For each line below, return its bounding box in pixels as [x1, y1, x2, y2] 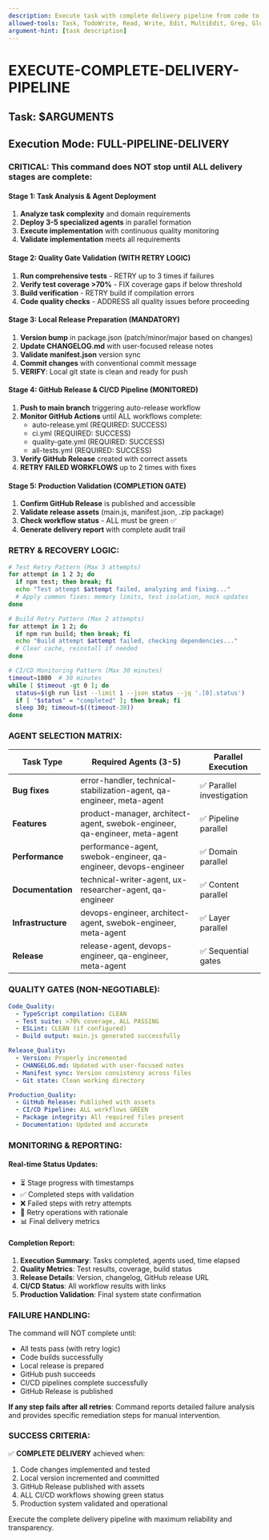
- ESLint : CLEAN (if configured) [15, 1024, 127, 1033]
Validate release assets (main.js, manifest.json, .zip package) [19, 507, 224, 517]
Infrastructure [12, 917, 67, 928]
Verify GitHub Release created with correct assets [19, 454, 188, 464]
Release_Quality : [8, 1047, 66, 1055]
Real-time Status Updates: [8, 1160, 98, 1169]
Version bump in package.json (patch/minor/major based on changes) [19, 332, 254, 342]
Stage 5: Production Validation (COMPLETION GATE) [8, 480, 187, 490]
